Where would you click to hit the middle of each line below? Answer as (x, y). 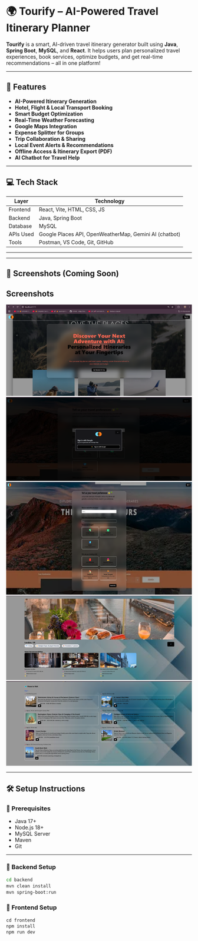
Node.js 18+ (29, 827)
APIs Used (21, 234)
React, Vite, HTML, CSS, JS (72, 210)
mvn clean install (29, 886)
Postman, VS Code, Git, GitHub (76, 243)
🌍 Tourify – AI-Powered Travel (82, 11)
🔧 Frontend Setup (32, 907)
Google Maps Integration (46, 126)
